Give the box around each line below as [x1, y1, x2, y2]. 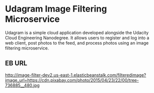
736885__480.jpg [5, 82, 40, 88]
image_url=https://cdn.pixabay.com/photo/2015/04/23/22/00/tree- [5, 77, 139, 83]
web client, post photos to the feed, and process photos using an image [5, 40, 149, 46]
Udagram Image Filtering [5, 3, 107, 15]
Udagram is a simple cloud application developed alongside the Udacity [5, 30, 149, 35]
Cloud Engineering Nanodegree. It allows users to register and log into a [5, 35, 150, 41]
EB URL [5, 59, 28, 67]
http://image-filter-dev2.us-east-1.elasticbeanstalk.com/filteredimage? [5, 72, 147, 78]
